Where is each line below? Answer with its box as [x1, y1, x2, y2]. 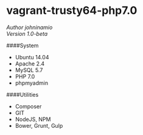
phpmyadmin [15, 79, 49, 87]
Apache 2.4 [15, 60, 45, 67]
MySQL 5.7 [15, 66, 43, 73]
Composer [15, 102, 42, 110]
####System [6, 42, 39, 49]
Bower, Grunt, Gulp [15, 122, 63, 129]
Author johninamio [6, 24, 53, 31]
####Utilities [6, 91, 39, 98]
